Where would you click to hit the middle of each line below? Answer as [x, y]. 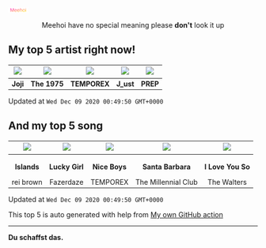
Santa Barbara [167, 167]
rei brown [27, 182]
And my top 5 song [55, 126]
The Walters [227, 182]
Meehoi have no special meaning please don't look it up [133, 25]
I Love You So [228, 167]
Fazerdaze [66, 182]
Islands [27, 167]
